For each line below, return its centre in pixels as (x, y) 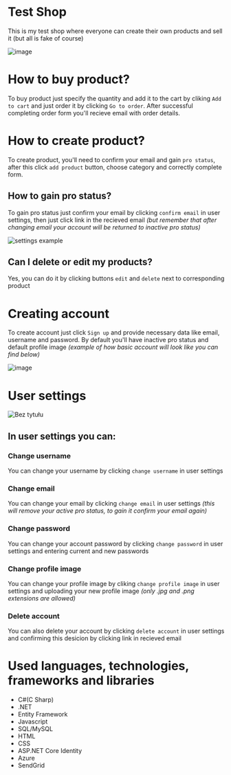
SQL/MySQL (35, 729)
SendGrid (31, 765)
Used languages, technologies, (99, 666)
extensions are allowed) (42, 598)
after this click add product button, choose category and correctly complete (115, 167)
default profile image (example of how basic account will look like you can (113, 347)
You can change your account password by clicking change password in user (115, 543)
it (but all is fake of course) (46, 38)
